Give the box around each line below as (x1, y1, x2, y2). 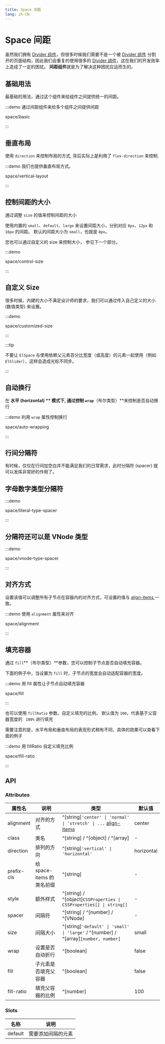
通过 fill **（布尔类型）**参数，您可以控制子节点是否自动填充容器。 (5, 659, 144, 666)
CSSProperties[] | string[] (62, 902, 128, 908)
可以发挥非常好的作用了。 (5, 469, 57, 475)
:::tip (5, 342, 14, 348)
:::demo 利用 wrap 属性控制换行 (5, 414, 67, 420)
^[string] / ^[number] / (62, 909, 113, 916)
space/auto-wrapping (5, 423, 49, 430)
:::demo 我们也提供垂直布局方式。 (5, 163, 74, 169)
